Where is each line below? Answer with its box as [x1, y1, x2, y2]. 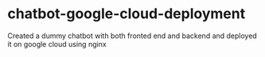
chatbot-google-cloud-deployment [7, 5, 246, 23]
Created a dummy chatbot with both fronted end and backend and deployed [7, 31, 258, 40]
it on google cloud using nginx [7, 39, 107, 48]
